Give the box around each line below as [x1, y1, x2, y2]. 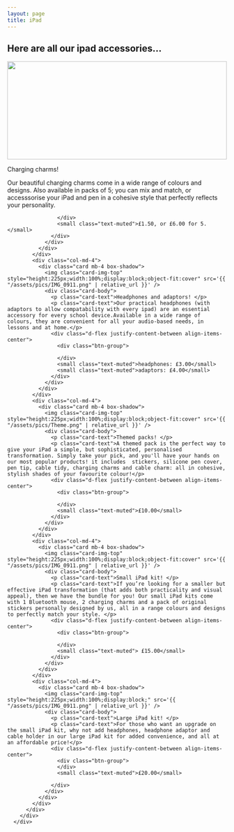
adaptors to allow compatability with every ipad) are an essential [7, 306, 210, 313]
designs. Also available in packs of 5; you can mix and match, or [7, 186, 192, 195]
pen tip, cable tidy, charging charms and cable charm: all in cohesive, [7, 464, 226, 471]
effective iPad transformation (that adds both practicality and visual [7, 587, 223, 593]
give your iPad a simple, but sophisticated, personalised [7, 446, 182, 453]
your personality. [7, 201, 56, 209]
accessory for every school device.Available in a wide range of [7, 312, 201, 319]
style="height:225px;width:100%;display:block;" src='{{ [7, 697, 176, 704]
